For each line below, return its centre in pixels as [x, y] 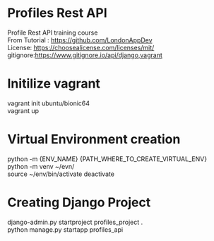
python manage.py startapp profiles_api [65, 229]
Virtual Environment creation [94, 140]
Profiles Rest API [57, 13]
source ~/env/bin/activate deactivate [61, 174]
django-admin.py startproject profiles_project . [75, 222]
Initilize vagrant [54, 84]
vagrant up [23, 110]
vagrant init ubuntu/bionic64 [49, 103]
